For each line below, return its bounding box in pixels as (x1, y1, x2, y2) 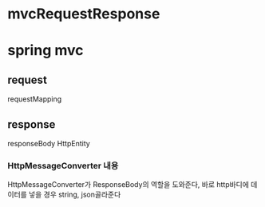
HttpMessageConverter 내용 (7, 160, 119, 171)
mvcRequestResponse (7, 5, 160, 23)
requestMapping (7, 94, 62, 104)
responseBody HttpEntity (7, 139, 91, 148)
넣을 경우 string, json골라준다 (28, 189, 121, 200)
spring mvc (7, 42, 85, 60)
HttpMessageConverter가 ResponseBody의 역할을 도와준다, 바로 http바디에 (7, 180, 249, 189)
